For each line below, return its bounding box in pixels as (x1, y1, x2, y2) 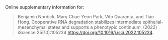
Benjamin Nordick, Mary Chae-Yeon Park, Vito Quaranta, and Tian (17, 14, 154, 19)
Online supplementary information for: (5, 4, 85, 10)
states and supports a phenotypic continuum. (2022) (47, 24, 157, 30)
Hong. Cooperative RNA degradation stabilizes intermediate (17, 19, 142, 25)
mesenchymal (17, 24, 47, 30)
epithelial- (142, 19, 163, 25)
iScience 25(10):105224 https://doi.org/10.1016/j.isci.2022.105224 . (17, 30, 154, 35)
